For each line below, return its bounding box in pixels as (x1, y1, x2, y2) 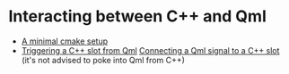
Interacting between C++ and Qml (8, 6, 267, 27)
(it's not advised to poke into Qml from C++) (21, 54, 186, 65)
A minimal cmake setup (21, 36, 109, 46)
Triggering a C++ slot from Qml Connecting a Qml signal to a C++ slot (21, 45, 280, 55)
